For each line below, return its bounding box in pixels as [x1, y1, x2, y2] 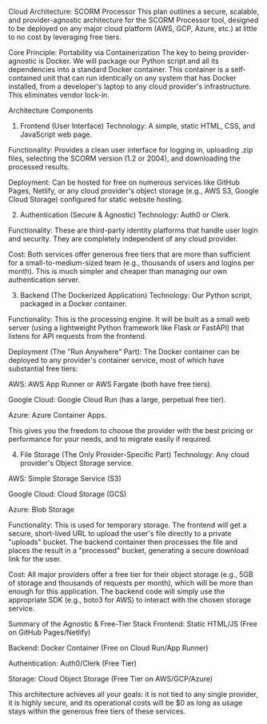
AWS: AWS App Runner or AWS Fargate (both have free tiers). [8, 380, 213, 388]
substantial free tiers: [8, 364, 78, 373]
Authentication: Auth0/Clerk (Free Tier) [8, 658, 137, 668]
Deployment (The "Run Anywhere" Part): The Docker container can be [8, 347, 240, 356]
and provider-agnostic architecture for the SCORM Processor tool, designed [8, 15, 259, 25]
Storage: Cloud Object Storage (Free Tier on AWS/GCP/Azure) [8, 674, 213, 683]
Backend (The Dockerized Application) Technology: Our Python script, [19, 291, 253, 300]
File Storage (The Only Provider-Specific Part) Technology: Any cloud [19, 450, 249, 459]
